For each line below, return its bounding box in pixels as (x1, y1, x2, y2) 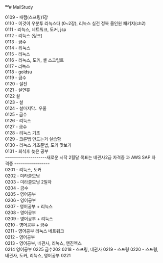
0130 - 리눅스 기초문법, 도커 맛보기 (5, 142, 72, 148)
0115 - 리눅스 (5, 51, 30, 57)
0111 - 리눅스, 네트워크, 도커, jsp (5, 26, 67, 32)
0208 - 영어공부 (5, 210, 36, 215)
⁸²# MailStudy (5, 4, 33, 10)
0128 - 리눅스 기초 (5, 130, 41, 135)
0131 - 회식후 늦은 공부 (5, 148, 49, 154)
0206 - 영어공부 (5, 197, 36, 203)
